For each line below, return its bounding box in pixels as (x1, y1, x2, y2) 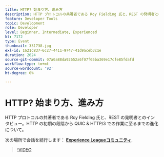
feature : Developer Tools (5, 16, 58, 21)
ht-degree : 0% (5, 71, 34, 76)
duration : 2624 (5, 52, 36, 58)
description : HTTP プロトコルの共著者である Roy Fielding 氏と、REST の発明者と (5, 12, 159, 17)
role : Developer (5, 25, 38, 30)
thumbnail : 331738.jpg (5, 43, 51, 48)
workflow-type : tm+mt (5, 61, 49, 66)
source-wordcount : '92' (5, 66, 54, 71)
